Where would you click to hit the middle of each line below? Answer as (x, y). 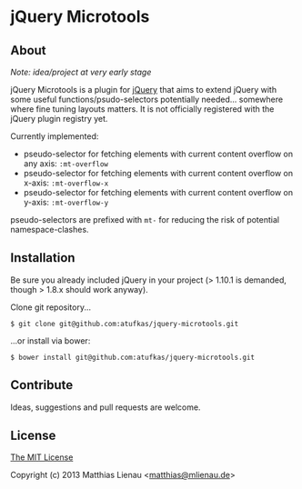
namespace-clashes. (50, 230)
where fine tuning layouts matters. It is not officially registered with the (142, 109)
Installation (43, 258)
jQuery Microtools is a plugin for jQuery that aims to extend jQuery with (143, 90)
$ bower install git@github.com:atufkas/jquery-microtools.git (133, 357)
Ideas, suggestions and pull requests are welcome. (106, 407)
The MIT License (42, 457)
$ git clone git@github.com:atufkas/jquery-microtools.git (125, 324)
